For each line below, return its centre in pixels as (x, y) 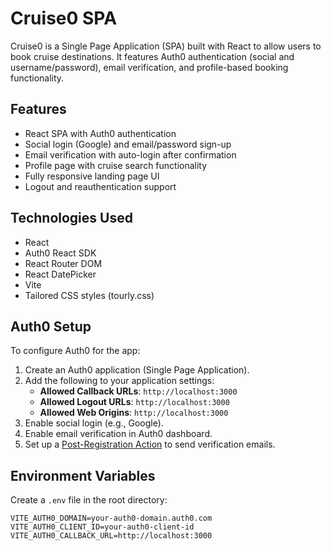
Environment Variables (83, 475)
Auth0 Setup (51, 326)
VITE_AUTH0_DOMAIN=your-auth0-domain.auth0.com (111, 518)
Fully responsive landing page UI (92, 176)
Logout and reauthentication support (100, 186)
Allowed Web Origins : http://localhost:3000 (134, 413)
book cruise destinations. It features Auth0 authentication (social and (152, 56)
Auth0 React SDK (60, 253)
